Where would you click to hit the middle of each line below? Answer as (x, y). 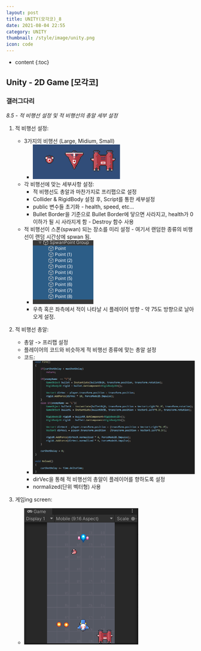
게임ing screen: (33, 500)
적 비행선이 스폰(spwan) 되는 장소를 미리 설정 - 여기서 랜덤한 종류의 (103, 229)
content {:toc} (32, 62)
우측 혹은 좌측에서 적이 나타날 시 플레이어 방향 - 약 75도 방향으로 (108, 309)
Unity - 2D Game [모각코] (52, 83)
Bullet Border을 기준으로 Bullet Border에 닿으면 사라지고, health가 (111, 214)
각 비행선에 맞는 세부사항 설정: (59, 184)
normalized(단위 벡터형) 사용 (67, 487)
